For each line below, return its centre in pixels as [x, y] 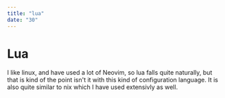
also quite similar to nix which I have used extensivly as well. [93, 87]
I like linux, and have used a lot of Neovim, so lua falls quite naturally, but [110, 73]
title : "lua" [26, 13]
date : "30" [23, 20]
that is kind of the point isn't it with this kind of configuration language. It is [113, 80]
